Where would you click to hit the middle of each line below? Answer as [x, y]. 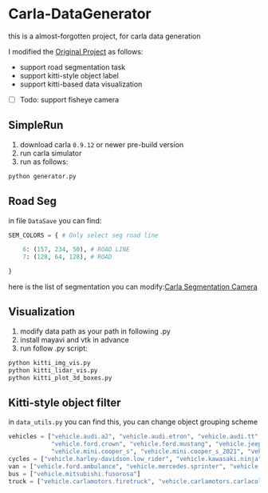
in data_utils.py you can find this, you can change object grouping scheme [133, 422]
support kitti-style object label [69, 75]
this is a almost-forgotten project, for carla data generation [104, 36]
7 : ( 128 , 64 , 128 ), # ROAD [67, 257]
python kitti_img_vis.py [49, 363]
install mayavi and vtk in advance [74, 339]
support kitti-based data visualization [81, 84]
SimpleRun [36, 125]
